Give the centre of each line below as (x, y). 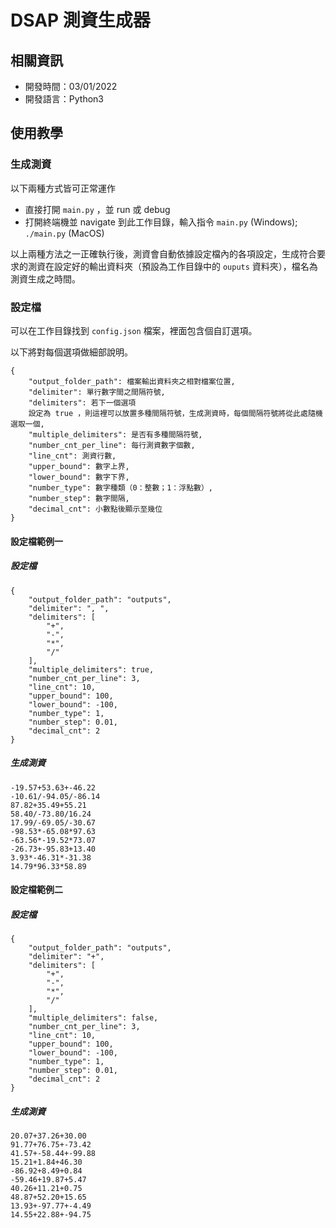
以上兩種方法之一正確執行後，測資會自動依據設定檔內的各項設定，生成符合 (163, 253)
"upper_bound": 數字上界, (79, 466)
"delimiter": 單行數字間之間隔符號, (97, 392)
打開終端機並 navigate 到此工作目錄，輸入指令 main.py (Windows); (161, 222)
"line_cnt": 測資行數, (72, 456)
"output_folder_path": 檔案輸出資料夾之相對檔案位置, (132, 381)
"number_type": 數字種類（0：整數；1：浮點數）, (120, 487)
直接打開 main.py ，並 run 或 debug (97, 209)
